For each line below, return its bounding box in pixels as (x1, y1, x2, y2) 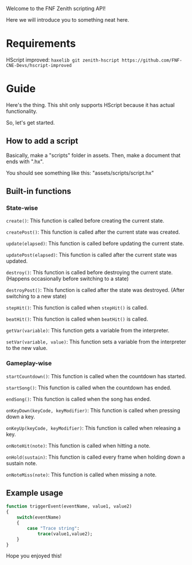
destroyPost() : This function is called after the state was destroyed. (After (6, 287, 185, 294)
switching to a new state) (6, 293, 67, 300)
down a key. (6, 413, 35, 420)
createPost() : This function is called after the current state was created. (6, 228, 180, 236)
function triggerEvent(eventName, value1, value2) (6, 503, 132, 510)
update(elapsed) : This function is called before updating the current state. (6, 240, 184, 247)
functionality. (6, 107, 38, 115)
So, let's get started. (6, 119, 55, 126)
